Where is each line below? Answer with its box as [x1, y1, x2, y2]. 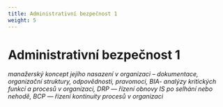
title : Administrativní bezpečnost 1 [8, 10, 118, 17]
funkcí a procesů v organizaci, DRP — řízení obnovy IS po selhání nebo [8, 85, 213, 93]
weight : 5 [8, 17, 37, 24]
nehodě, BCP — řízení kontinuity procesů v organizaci [8, 92, 163, 101]
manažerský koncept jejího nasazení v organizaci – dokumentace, [8, 70, 199, 78]
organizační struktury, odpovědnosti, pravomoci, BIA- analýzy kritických [8, 78, 217, 86]
